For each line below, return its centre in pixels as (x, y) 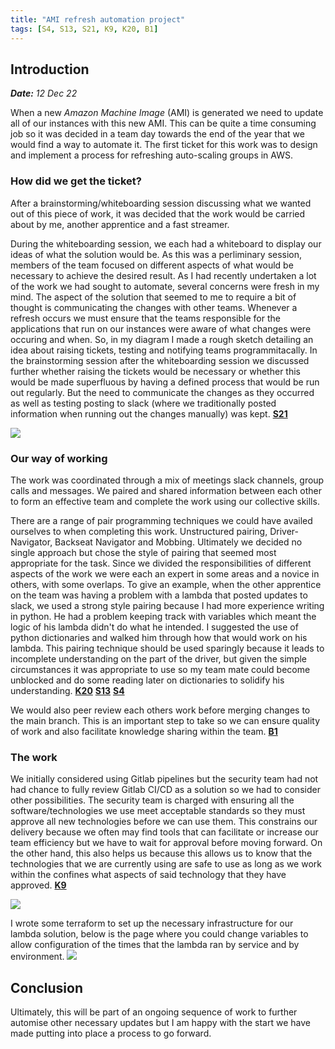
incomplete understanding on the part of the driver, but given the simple (159, 658)
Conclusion (47, 987)
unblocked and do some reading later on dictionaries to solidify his (147, 680)
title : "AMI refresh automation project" (98, 19)
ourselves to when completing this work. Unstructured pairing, (139, 531)
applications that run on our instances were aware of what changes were (161, 328)
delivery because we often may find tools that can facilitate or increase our (164, 832)
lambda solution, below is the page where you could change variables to (159, 934)
